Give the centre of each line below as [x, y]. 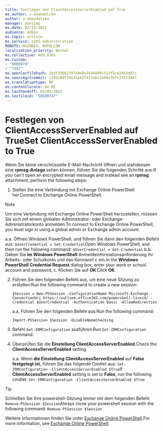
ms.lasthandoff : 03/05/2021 [34, 91]
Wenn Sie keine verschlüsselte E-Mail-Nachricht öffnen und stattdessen [78, 165]
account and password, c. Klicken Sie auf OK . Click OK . [60, 270]
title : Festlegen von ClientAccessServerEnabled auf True [65, 10]
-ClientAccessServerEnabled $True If [86, 369]
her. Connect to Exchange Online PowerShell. [57, 195]
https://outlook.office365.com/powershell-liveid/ [96, 298]
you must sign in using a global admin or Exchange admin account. [73, 230]
